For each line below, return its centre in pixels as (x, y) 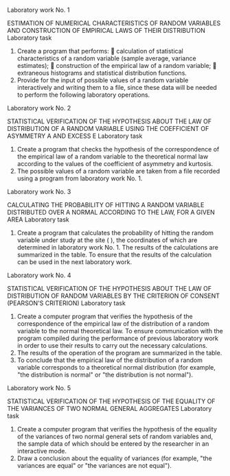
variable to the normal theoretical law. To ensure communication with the (120, 331)
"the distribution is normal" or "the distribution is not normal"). (105, 374)
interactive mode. (42, 451)
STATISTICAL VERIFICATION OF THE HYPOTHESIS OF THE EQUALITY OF (111, 401)
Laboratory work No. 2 (39, 108)
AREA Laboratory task (38, 219)
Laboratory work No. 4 (39, 275)
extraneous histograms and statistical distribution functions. (102, 73)
